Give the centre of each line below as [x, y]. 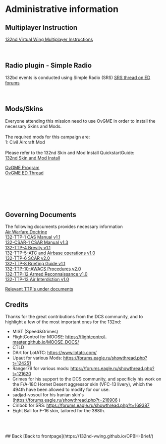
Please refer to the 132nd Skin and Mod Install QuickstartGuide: [70, 152]
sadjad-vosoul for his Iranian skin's [48, 395]
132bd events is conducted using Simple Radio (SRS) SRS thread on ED [78, 77]
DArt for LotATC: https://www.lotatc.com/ [55, 353]
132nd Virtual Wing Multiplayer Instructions [49, 39]
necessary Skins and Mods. [33, 126]
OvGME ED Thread [24, 173]
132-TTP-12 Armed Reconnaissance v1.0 [46, 274]
